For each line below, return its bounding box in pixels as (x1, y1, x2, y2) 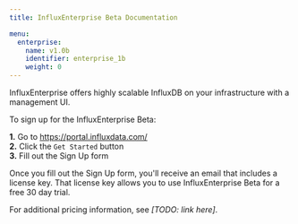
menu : (9, 29, 30, 39)
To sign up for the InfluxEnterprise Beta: (9, 114, 157, 125)
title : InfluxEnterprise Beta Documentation (9, 13, 178, 22)
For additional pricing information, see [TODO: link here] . (9, 204, 218, 215)
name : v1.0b (25, 46, 70, 55)
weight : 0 (25, 63, 63, 72)
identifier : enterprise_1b (25, 55, 126, 64)
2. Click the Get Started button (9, 141, 124, 151)
